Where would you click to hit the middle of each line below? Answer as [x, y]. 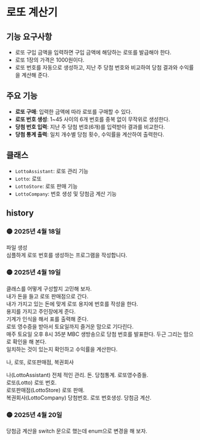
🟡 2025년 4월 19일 [34, 272]
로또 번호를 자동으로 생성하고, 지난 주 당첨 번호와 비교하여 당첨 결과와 [96, 67]
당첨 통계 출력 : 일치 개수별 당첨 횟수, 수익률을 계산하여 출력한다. [89, 134]
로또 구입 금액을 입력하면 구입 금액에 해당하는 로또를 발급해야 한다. [93, 52]
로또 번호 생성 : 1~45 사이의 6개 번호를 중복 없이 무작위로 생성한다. [92, 119]
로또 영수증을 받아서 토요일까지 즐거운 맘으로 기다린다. [70, 326]
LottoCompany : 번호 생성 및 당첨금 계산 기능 [66, 194]
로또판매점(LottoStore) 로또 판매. [45, 390]
